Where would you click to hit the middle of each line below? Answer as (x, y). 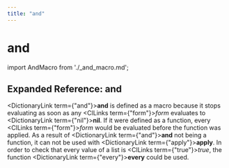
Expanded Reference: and (65, 89)
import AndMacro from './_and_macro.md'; (68, 67)
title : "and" (26, 14)
